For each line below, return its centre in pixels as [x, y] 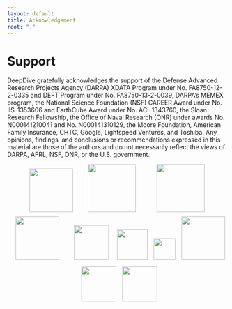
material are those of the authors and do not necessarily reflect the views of [116, 147]
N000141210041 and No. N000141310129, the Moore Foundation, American [114, 125]
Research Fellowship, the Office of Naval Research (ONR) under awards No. [116, 118]
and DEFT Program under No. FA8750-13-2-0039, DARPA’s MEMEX [127, 96]
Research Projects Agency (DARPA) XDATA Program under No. [97, 88]
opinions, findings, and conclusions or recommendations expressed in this [114, 140]
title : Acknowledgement [42, 20]
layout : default [31, 14]
